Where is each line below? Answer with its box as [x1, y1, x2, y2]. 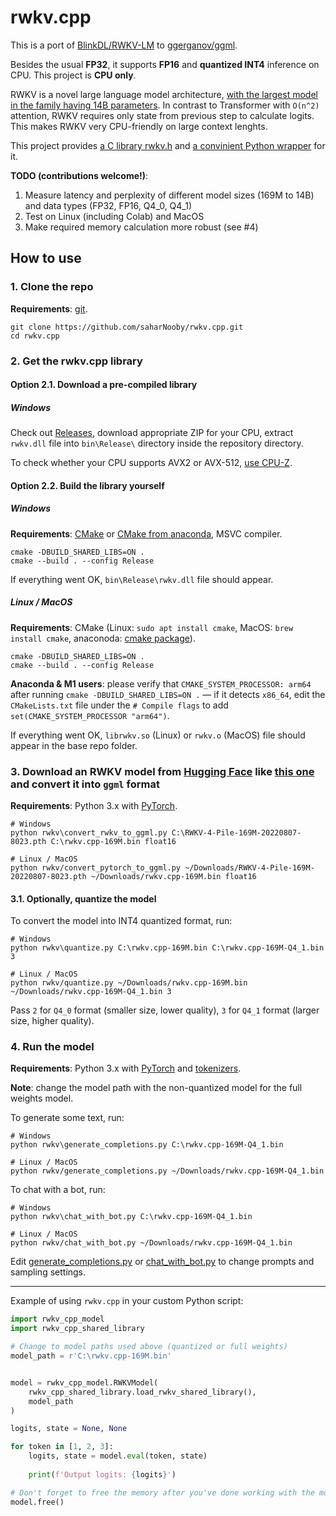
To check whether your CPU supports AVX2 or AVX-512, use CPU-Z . [10, 457, 293, 469]
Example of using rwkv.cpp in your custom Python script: [10, 1295, 244, 1307]
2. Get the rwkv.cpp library [10, 354, 143, 368]
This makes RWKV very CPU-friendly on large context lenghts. [10, 120, 268, 132]
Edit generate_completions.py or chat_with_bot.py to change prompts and [10, 1256, 315, 1268]
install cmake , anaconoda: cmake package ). [10, 632, 196, 644]
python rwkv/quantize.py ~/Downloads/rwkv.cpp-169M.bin [10, 978, 248, 988]
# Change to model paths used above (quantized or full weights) [10, 1342, 288, 1352]
